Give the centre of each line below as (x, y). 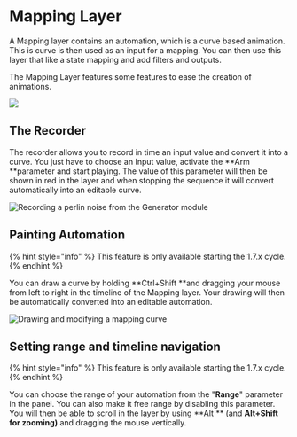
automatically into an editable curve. (75, 190)
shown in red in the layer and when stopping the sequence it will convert (142, 180)
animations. (30, 86)
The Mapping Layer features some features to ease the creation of (131, 76)
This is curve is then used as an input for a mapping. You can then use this (145, 50)
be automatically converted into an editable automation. (111, 301)
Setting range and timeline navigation (115, 346)
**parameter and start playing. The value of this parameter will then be (138, 171)
